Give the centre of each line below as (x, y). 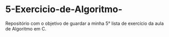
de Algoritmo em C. (26, 28)
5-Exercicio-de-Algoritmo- (64, 9)
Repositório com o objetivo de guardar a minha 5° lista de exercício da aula (85, 23)
